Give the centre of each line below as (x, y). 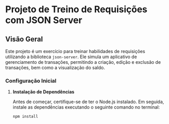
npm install (25, 117)
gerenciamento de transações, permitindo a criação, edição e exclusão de (83, 62)
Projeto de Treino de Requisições (76, 9)
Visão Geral (24, 39)
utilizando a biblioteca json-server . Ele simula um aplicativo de (71, 57)
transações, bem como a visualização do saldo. (55, 68)
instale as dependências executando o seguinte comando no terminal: (86, 107)
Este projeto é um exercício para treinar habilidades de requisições (75, 51)
